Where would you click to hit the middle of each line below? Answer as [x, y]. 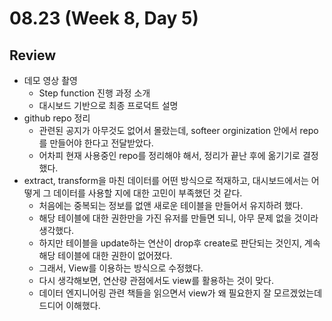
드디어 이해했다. [69, 305]
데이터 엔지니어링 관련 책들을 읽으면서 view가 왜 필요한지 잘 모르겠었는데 [180, 293]
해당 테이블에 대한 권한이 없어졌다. [105, 255]
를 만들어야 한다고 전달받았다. [96, 143]
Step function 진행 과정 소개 [94, 93]
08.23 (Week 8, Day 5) [104, 18]
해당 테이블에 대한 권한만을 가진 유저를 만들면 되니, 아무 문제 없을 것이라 [178, 218]
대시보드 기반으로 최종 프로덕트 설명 [108, 105]
